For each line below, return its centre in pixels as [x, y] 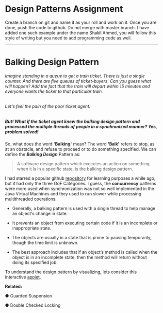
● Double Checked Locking [33, 305]
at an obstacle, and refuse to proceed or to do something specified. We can [81, 149]
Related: [14, 287]
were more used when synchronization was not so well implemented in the [80, 189]
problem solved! [22, 132]
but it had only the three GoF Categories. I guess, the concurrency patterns [81, 184]
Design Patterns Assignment [64, 9]
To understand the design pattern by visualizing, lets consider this [71, 272]
